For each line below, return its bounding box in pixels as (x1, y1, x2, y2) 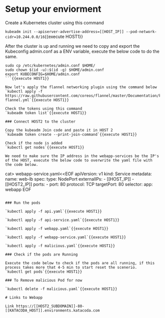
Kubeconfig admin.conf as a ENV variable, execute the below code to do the (5, 48, 160, 54)
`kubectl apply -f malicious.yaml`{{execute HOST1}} (5, 243, 115, 248)
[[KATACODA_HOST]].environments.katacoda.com (5, 308, 100, 313)
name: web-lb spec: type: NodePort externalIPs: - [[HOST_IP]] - (5, 176, 134, 182)
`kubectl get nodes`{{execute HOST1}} (5, 145, 84, 150)
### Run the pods (5, 200, 41, 205)
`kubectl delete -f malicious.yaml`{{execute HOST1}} (5, 286, 118, 291)
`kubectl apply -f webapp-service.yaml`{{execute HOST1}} (5, 235, 126, 240)
